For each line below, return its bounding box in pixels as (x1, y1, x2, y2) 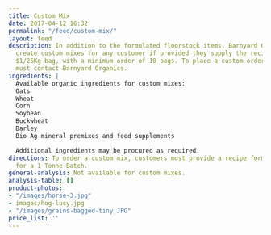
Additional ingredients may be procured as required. (15, 146, 200, 154)
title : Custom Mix (8, 11, 70, 20)
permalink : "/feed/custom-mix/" (8, 27, 117, 35)
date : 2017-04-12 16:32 (8, 19, 89, 27)
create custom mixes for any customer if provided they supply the (15, 49, 248, 57)
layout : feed (8, 34, 52, 43)
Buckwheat (15, 117, 48, 125)
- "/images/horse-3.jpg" (8, 191, 92, 199)
